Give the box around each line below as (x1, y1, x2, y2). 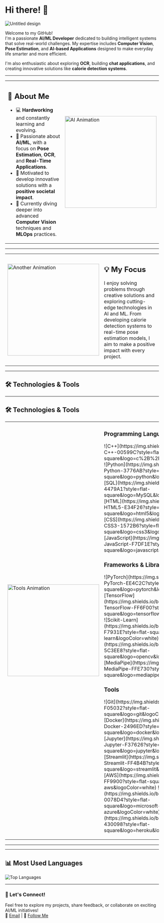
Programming (104, 430, 142, 438)
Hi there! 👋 (5, 4, 49, 16)
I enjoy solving (104, 279, 137, 286)
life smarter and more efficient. (5, 51, 67, 57)
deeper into (16, 207, 42, 213)
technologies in (117, 304, 152, 311)
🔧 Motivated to (16, 170, 50, 177)
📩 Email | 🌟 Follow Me (5, 913, 49, 919)
